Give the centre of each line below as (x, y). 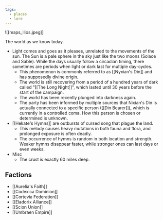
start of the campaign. (42, 92)
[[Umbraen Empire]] (32, 212)
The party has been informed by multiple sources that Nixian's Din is (88, 103)
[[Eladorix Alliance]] (32, 202)
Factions (18, 175)
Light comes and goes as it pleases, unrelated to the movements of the (83, 51)
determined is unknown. (44, 118)
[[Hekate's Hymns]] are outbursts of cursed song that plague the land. (82, 123)
